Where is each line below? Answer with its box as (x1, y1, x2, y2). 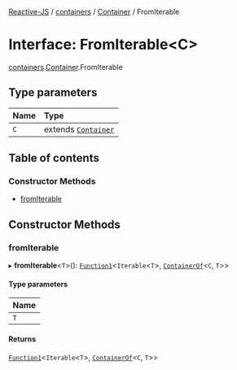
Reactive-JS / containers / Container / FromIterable (8, 7, 180, 16)
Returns (8, 333, 37, 344)
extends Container (43, 124, 115, 135)
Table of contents (8, 151, 99, 165)
